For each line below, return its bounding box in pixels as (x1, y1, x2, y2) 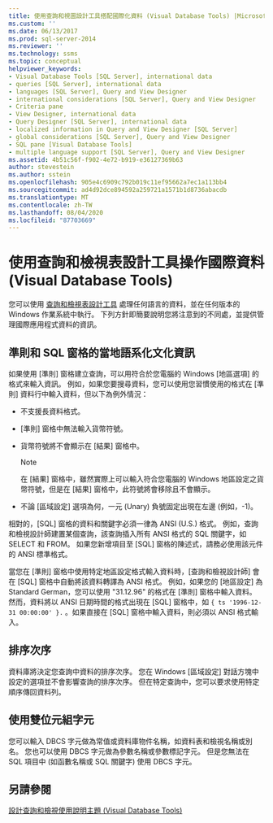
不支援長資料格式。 (19, 407, 85, 416)
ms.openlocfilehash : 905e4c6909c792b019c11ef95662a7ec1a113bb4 (8, 178, 227, 187)
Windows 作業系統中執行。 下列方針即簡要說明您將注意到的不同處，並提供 (8, 310, 258, 320)
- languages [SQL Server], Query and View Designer (8, 87, 187, 96)
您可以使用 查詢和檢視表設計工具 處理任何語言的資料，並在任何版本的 (8, 299, 240, 309)
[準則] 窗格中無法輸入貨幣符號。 (19, 424, 128, 433)
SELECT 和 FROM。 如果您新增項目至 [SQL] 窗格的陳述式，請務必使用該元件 (8, 539, 264, 549)
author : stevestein (8, 163, 75, 172)
